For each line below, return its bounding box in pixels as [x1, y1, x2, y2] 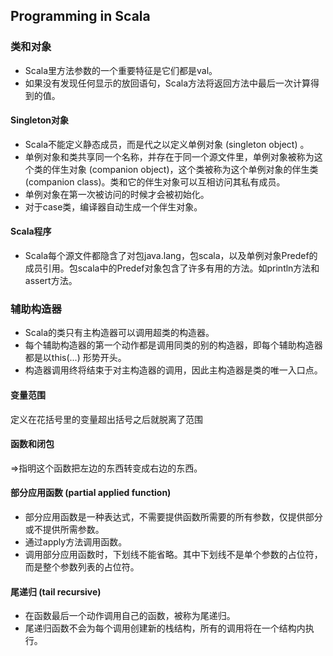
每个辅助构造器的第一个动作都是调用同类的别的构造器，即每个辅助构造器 [24, 339, 323, 351]
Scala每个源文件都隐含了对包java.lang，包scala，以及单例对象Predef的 [24, 250, 318, 262]
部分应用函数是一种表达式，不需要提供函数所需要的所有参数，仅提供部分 [24, 511, 323, 523]
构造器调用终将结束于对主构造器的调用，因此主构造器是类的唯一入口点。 [24, 364, 323, 376]
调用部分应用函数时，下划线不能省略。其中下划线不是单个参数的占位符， [24, 549, 323, 560]
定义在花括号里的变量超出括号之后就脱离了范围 [10, 413, 203, 425]
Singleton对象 [10, 114, 69, 126]
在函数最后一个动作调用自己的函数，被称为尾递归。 [24, 610, 236, 622]
